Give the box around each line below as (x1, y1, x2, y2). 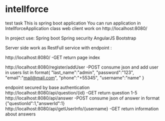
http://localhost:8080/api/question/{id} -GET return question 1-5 (5, 89, 137, 95)
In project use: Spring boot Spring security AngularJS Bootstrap (5, 35, 136, 41)
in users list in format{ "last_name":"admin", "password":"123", (5, 69, 134, 75)
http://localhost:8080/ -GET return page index (5, 54, 100, 60)
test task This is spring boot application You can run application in (5, 20, 141, 26)
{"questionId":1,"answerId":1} (5, 100, 65, 106)
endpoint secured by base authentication (5, 84, 90, 90)
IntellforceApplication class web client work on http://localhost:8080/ (5, 25, 147, 31)
